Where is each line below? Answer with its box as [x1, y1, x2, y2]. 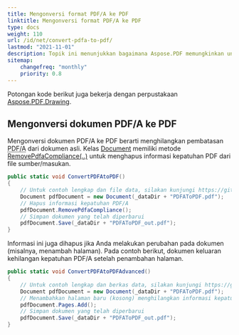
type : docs [7, 24, 40, 31]
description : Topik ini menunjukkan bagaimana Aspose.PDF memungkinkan [7, 51, 224, 58]
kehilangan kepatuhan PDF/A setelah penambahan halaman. [7, 254, 184, 263]
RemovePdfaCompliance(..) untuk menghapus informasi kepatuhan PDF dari [7, 152, 231, 160]
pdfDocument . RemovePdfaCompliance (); [20, 206, 132, 214]
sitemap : [7, 57, 33, 64]
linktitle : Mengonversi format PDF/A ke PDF [7, 17, 142, 24]
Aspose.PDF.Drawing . [7, 97, 72, 105]
